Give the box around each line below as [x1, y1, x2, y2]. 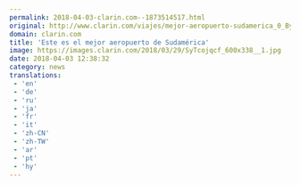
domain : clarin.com [9, 29, 82, 38]
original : [9, 21, 46, 30]
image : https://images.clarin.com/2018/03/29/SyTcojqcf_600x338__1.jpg [9, 46, 281, 55]
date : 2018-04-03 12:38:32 [9, 54, 110, 63]
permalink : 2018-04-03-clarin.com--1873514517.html [9, 12, 205, 22]
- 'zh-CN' [12, 129, 50, 138]
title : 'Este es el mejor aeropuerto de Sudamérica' [9, 37, 210, 47]
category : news [9, 63, 66, 72]
